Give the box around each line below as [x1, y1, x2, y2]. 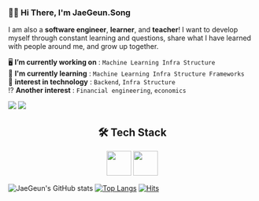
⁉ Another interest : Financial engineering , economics [8, 86, 187, 95]
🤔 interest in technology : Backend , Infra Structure [8, 77, 176, 87]
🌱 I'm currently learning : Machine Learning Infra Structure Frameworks [8, 69, 245, 78]
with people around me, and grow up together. [8, 42, 159, 51]
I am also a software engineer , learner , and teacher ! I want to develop [8, 25, 239, 35]
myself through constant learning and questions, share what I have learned [8, 33, 252, 43]
